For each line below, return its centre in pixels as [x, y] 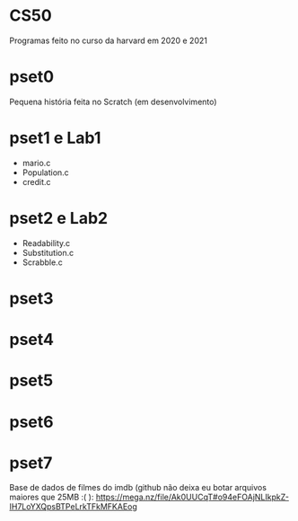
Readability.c [46, 243]
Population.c [45, 172]
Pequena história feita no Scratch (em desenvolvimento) [113, 102]
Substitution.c [48, 252]
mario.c [36, 163]
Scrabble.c [42, 262]
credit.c [36, 181]
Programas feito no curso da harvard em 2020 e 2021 [109, 40]
